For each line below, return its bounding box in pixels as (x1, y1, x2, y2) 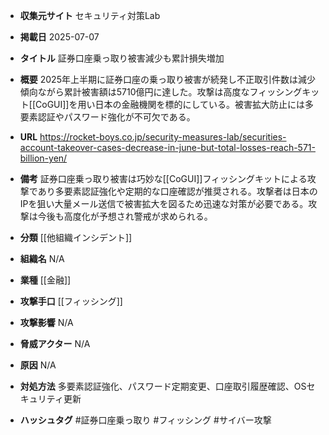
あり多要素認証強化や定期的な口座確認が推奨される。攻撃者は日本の (37, 185, 318, 197)
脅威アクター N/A (19, 338, 91, 349)
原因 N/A (19, 359, 57, 371)
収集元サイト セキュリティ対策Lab (19, 10, 161, 21)
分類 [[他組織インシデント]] (19, 232, 133, 243)
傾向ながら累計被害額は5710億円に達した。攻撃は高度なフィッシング (19, 86, 303, 98)
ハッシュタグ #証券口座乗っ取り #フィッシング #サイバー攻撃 (19, 414, 272, 426)
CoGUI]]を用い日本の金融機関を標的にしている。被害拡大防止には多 (35, 99, 315, 110)
